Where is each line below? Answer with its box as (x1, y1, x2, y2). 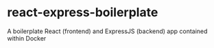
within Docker (7, 34, 47, 42)
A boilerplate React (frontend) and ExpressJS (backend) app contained (7, 27, 208, 35)
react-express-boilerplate (7, 5, 158, 20)
